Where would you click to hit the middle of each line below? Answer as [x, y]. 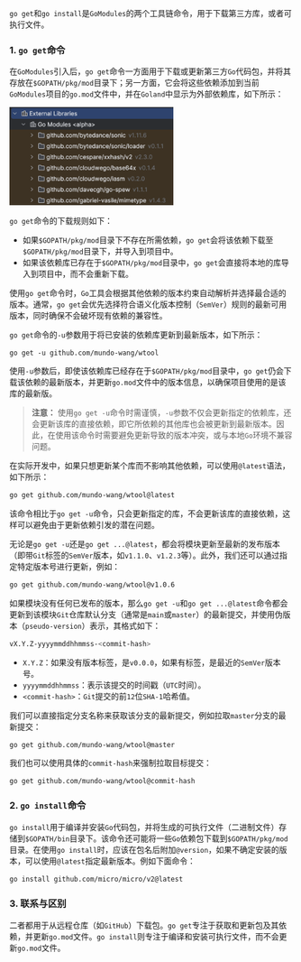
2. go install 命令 [48, 806]
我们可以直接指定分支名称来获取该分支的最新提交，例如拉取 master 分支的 [144, 715]
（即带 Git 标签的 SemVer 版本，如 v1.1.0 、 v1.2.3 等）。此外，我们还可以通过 [145, 555]
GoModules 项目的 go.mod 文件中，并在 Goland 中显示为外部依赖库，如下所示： [146, 94]
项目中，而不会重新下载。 [86, 273]
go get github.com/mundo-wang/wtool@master [92, 745]
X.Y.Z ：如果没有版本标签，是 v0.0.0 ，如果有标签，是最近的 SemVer [144, 662]
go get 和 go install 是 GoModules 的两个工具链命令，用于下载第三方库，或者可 [150, 13]
